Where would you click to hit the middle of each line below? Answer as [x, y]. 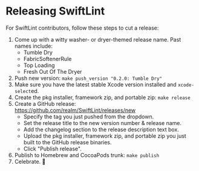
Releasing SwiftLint [55, 11]
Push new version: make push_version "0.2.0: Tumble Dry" [88, 78]
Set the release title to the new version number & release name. [103, 123]
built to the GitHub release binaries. [68, 142]
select [23, 91]
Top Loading [39, 65]
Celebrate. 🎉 [30, 161]
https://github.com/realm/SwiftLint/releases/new [75, 110]
